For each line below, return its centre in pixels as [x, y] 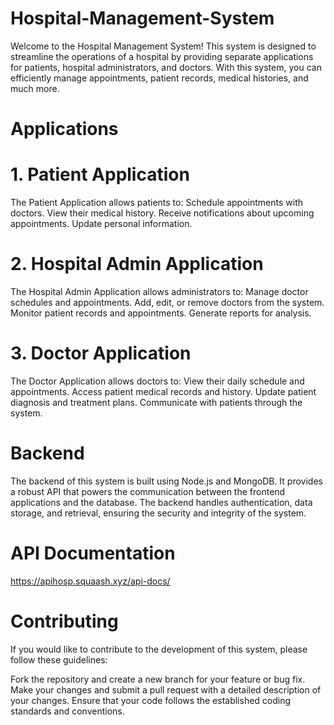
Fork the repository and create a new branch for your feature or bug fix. [158, 679]
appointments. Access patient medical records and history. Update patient [163, 391]
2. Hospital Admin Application [137, 264]
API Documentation [93, 553]
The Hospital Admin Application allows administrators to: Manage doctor [159, 291]
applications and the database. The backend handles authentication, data [161, 502]
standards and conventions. [67, 711]
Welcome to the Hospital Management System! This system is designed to [163, 46]
